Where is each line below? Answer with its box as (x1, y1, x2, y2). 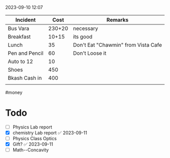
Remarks (106, 16, 129, 23)
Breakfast (8, 33, 31, 40)
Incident (15, 16, 36, 23)
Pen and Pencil (8, 50, 44, 56)
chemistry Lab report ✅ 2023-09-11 (12, 130, 87, 136)
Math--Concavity (12, 147, 49, 153)
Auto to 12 (8, 58, 33, 65)
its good (73, 33, 93, 40)
